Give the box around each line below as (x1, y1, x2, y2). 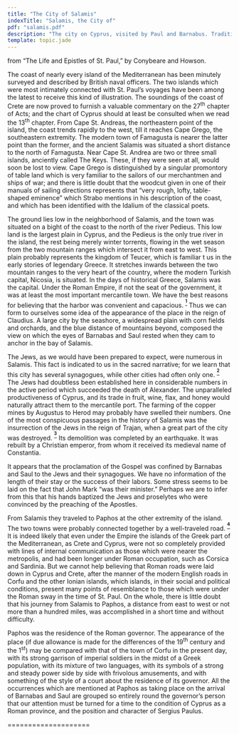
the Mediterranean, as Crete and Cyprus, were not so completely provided (7, 539, 225, 547)
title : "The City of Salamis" (7, 10, 97, 18)
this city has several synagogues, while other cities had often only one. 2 (7, 368, 220, 378)
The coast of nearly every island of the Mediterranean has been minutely (7, 71, 221, 79)
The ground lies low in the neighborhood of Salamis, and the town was (7, 215, 215, 224)
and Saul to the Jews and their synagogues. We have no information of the (7, 470, 226, 478)
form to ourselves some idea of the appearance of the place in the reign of (7, 308, 226, 317)
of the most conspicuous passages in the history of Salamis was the (7, 415, 208, 424)
